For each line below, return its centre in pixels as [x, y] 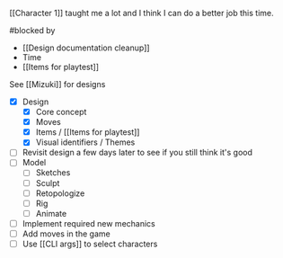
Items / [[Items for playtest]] [88, 132]
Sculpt [48, 182]
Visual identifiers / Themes [85, 142]
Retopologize [60, 193]
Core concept [61, 112]
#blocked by [32, 30]
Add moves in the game [66, 234]
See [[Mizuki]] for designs [57, 84]
